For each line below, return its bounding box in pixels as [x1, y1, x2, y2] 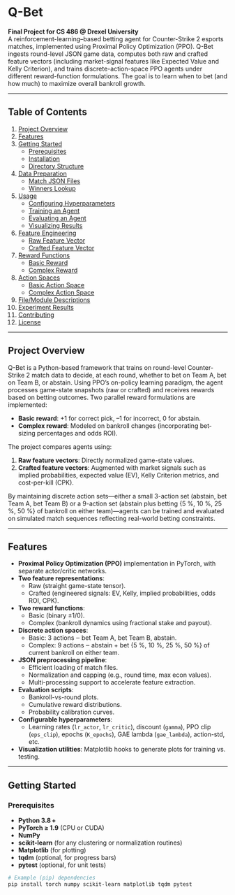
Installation [28, 155, 60, 163]
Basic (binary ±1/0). [28, 611, 85, 620]
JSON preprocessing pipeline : [17, 656, 107, 664]
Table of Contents [8, 106, 88, 118]
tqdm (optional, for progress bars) [17, 854, 117, 862]
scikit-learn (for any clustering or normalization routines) [17, 838, 183, 847]
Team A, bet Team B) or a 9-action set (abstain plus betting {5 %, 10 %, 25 [8, 499, 222, 508]
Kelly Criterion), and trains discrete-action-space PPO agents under [8, 64, 203, 73]
